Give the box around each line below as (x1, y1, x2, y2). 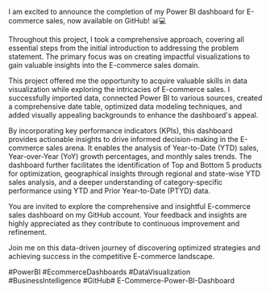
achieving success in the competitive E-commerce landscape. (8, 252, 215, 261)
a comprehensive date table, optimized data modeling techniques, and (8, 102, 243, 111)
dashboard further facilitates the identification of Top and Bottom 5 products (8, 161, 262, 170)
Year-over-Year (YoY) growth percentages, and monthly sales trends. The (8, 152, 252, 161)
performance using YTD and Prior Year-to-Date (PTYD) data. (8, 186, 211, 195)
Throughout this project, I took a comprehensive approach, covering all (8, 35, 244, 44)
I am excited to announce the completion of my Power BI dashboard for (8, 7, 245, 16)
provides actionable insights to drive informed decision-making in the (8, 135, 239, 144)
